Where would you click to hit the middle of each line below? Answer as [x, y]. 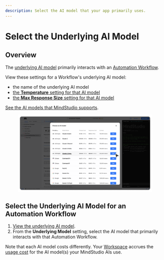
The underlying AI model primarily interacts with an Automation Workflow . [82, 67]
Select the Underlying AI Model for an [66, 206]
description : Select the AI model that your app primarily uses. [75, 11]
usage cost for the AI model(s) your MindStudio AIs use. [64, 252]
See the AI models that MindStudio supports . [52, 107]
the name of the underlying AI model [51, 87]
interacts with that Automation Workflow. [55, 237]
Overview [21, 55]
